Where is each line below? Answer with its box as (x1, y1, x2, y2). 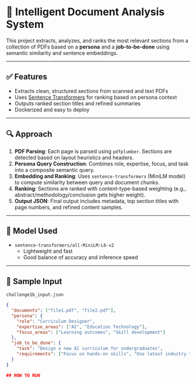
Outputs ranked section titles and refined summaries (14, 99, 141, 107)
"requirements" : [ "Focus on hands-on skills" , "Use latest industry (16, 351, 187, 357)
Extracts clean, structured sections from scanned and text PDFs (14, 87, 169, 94)
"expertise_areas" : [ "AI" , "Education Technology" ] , (16, 324, 148, 330)
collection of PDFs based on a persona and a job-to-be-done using (6, 43, 170, 50)
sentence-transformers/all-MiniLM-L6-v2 (14, 243, 114, 249)
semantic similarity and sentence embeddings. (6, 49, 118, 56)
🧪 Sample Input (6, 276, 62, 286)
